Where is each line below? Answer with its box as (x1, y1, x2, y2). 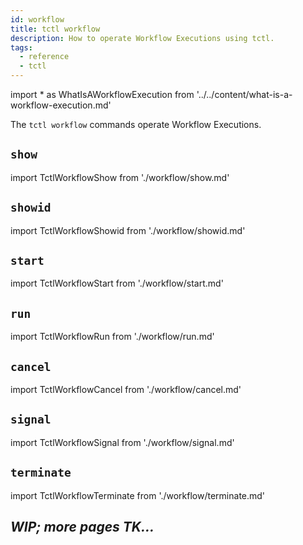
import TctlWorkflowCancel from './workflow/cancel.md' (10, 384, 242, 396)
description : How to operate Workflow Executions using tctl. (10, 33, 275, 43)
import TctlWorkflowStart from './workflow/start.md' (10, 277, 224, 290)
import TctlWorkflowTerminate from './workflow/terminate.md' (10, 489, 266, 501)
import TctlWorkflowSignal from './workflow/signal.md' (10, 436, 235, 448)
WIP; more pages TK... (10, 519, 155, 536)
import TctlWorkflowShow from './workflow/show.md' (10, 171, 230, 183)
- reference (19, 52, 70, 62)
